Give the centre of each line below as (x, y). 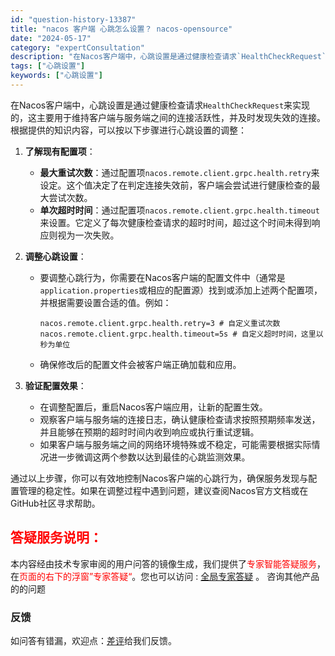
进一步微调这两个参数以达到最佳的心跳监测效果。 (149, 457)
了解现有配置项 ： (60, 151)
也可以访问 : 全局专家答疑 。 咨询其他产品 (234, 576)
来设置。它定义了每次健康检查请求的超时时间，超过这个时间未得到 (175, 222)
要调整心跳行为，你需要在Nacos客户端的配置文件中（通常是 (162, 277)
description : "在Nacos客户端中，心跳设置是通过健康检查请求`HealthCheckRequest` (168, 57)
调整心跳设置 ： (55, 256)
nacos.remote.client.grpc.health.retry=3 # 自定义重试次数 (160, 323)
